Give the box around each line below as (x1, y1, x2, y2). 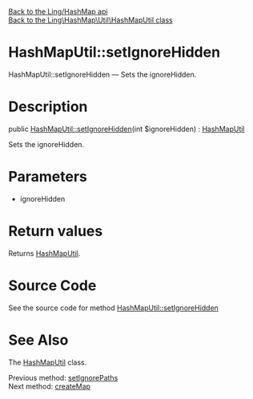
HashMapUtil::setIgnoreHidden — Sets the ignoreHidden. (8, 70, 197, 79)
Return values (8, 222, 103, 240)
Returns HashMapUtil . (8, 248, 81, 258)
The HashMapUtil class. (8, 357, 87, 367)
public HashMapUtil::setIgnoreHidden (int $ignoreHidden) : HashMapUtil (8, 124, 246, 134)
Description (8, 98, 88, 116)
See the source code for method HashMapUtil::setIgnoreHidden (8, 303, 219, 313)
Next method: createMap (8, 381, 90, 391)
